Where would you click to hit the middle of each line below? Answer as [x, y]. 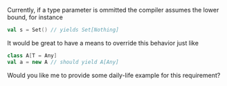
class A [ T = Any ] [32, 55]
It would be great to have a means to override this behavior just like [103, 43]
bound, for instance [35, 17]
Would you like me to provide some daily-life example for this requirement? [114, 75]
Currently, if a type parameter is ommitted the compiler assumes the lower [113, 10]
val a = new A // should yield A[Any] [63, 62]
